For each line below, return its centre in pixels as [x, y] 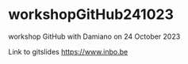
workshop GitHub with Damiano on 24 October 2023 [94, 36]
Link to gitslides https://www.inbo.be [68, 51]
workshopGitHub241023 [91, 15]
